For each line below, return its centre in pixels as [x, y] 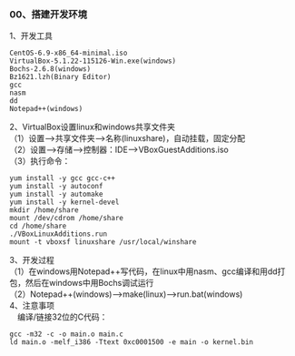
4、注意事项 [32, 306]
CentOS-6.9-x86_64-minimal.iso [69, 53]
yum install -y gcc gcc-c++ [63, 178]
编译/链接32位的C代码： [63, 317]
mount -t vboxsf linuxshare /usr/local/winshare [103, 242]
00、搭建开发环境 [49, 14]
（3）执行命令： [40, 161]
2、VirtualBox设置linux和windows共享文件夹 [92, 127]
